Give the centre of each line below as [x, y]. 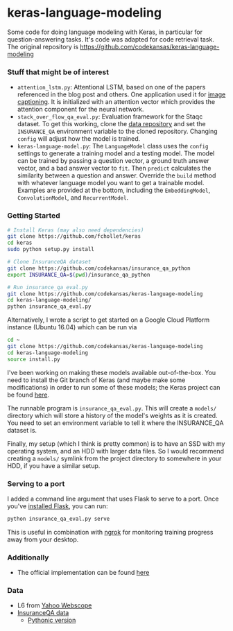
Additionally [28, 557]
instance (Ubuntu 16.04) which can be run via [72, 327]
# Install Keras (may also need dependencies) [76, 230]
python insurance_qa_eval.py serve [59, 519]
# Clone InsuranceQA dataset [49, 262]
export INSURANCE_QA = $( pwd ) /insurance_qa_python [79, 275]
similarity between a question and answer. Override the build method [116, 175]
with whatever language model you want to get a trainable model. [111, 183]
